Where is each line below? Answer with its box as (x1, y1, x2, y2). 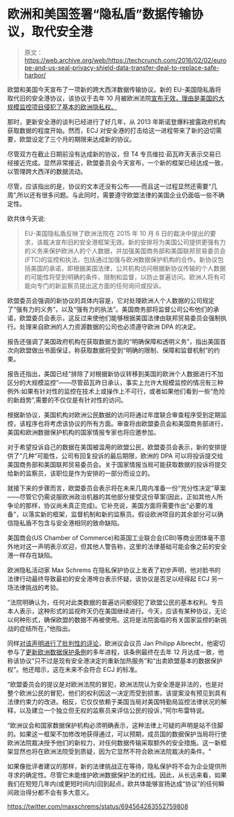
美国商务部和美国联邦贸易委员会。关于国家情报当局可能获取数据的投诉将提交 (7, 460, 227, 468)
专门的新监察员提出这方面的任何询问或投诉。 (36, 281, 165, 290)
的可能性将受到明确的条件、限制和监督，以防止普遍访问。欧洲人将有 (24, 273, 220, 281)
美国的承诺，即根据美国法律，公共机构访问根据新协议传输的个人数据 (30, 264, 226, 272)
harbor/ (24, 70, 47, 79)
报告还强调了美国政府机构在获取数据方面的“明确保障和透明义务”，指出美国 (7, 337, 221, 345)
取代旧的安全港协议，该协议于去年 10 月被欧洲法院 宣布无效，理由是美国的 (7, 93, 219, 102)
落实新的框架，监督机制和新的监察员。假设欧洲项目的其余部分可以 (28, 510, 218, 518)
